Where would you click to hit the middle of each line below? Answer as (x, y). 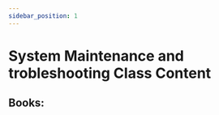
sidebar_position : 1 (43, 16)
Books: (26, 103)
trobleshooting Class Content (110, 73)
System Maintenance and (96, 55)
